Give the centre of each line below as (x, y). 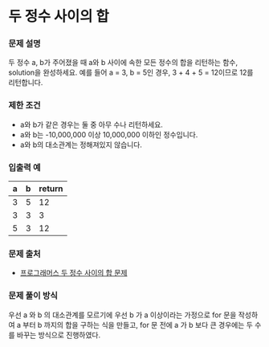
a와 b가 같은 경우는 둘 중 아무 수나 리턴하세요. (91, 125)
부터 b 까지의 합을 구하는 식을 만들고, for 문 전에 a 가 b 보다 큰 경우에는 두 (138, 325)
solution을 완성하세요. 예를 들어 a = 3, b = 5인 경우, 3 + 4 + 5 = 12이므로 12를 (131, 72)
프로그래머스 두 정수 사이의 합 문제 (73, 273)
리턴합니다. (26, 83)
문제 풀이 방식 (33, 296)
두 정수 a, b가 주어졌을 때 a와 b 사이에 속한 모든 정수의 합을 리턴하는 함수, (123, 63)
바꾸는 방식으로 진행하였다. (59, 335)
